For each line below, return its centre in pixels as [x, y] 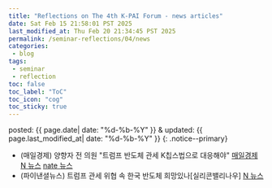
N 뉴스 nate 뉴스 [46, 166]
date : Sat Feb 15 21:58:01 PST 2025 [70, 24]
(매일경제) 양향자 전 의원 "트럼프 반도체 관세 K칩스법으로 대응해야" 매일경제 [139, 155]
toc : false [27, 84]
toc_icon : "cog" [36, 99]
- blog [23, 54]
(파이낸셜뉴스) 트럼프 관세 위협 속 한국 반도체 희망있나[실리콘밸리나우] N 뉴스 [142, 176]
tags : [17, 62]
